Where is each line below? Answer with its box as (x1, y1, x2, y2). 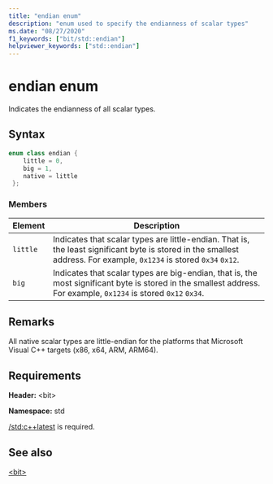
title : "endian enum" (8, 11, 82, 20)
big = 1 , (23, 164, 53, 172)
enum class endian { (8, 149, 79, 157)
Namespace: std (8, 406, 65, 416)
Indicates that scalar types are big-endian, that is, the (52, 267, 258, 278)
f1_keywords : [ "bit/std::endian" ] (8, 34, 126, 43)
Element (12, 220, 45, 231)
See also (8, 445, 53, 460)
